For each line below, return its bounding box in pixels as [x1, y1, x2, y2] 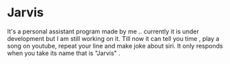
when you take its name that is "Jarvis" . [7, 49, 121, 57]
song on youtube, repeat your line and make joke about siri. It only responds [7, 42, 223, 50]
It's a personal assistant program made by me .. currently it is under [7, 27, 200, 35]
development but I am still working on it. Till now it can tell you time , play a [7, 34, 220, 42]
